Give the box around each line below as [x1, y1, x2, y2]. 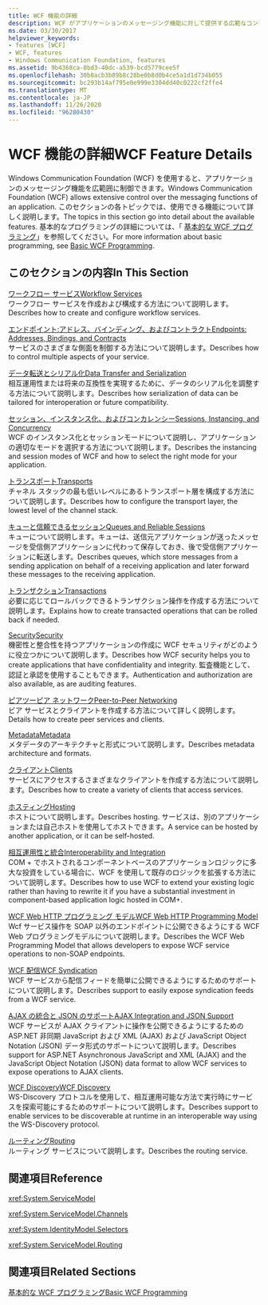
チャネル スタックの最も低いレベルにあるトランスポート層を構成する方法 [8, 486, 248, 496]
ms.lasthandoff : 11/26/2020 [8, 101, 102, 109]
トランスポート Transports [8, 476, 93, 486]
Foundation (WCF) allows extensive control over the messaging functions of [8, 192, 258, 202]
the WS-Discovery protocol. [8, 1119, 100, 1129]
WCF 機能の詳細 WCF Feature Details [8, 146, 253, 164]
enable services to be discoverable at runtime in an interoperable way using [8, 1111, 258, 1120]
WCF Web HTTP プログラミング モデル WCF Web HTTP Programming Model [8, 911, 258, 921]
